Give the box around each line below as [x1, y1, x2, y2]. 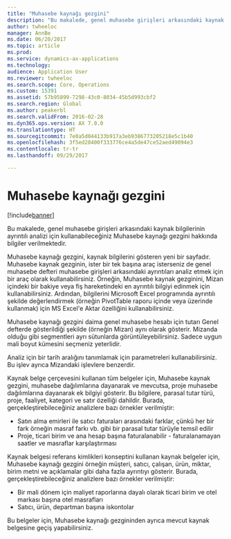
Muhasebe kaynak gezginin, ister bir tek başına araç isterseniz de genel [7, 259, 212, 268]
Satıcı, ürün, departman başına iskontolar [17, 502, 135, 511]
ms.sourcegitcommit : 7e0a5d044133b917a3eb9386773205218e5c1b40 [7, 132, 194, 139]
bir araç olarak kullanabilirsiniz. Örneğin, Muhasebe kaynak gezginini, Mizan [7, 275, 223, 283]
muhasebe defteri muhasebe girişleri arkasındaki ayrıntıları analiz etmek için [7, 267, 223, 275]
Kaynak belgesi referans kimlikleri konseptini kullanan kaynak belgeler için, [7, 452, 220, 461]
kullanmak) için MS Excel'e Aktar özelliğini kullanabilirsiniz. [7, 304, 174, 312]
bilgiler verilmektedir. [7, 239, 67, 247]
